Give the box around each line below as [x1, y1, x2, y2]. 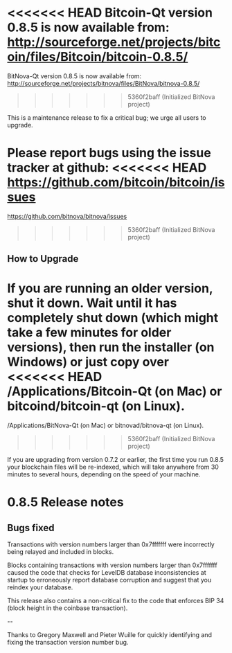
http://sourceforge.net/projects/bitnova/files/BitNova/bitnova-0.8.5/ [7, 79, 200, 87]
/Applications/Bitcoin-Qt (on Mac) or [7, 384, 222, 400]
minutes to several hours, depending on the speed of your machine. [7, 470, 201, 478]
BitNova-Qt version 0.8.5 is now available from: [7, 71, 142, 80]
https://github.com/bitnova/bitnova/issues [7, 212, 127, 220]
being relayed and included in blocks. [7, 548, 114, 556]
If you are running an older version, [7, 280, 213, 296]
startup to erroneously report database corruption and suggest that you [7, 576, 212, 584]
